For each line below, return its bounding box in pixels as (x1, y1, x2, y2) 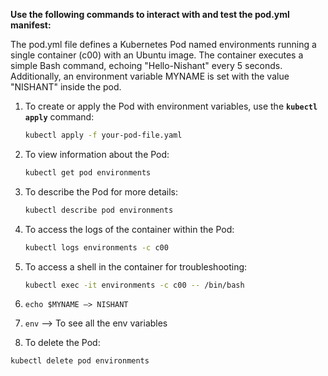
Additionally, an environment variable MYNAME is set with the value (10, 70, 290, 82)
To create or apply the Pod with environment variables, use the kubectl (24, 100, 318, 112)
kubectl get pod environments (24, 167, 152, 178)
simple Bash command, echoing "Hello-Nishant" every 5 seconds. (10, 60, 283, 71)
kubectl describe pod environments (24, 205, 174, 215)
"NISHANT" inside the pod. (10, 81, 122, 93)
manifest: (10, 19, 52, 31)
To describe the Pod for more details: (24, 185, 179, 198)
